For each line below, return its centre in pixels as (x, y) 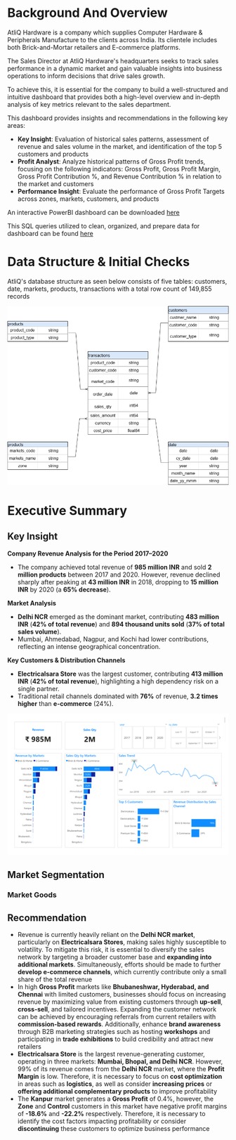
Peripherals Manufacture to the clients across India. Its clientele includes (112, 39)
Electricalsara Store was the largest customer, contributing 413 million (120, 674)
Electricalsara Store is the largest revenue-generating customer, (111, 1054)
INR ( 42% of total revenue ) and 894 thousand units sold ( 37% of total (121, 624)
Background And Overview (88, 13)
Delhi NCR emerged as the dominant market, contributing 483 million (118, 617)
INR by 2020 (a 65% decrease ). (64, 589)
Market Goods (32, 895)
